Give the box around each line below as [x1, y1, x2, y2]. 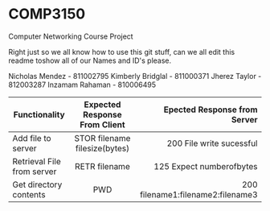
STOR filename [74, 132, 131, 143]
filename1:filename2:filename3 [139, 188, 258, 200]
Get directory [12, 179, 63, 190]
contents [12, 188, 46, 200]
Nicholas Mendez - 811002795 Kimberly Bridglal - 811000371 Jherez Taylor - [8, 71, 262, 81]
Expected [84, 98, 121, 110]
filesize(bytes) [75, 143, 130, 154]
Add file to [12, 132, 51, 143]
